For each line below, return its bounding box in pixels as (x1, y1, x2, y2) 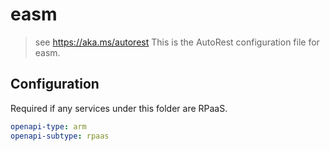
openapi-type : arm (10, 121, 87, 132)
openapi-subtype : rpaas (10, 131, 110, 141)
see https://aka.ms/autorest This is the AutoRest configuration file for (34, 36, 320, 48)
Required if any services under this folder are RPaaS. (10, 102, 228, 114)
